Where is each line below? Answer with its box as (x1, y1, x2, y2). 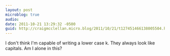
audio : (5, 17, 19, 22)
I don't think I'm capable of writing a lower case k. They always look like (5, 40, 155, 46)
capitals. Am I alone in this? (5, 45, 62, 51)
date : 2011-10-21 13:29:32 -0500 (5, 21, 76, 27)
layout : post (5, 7, 33, 13)
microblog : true (5, 12, 39, 17)
